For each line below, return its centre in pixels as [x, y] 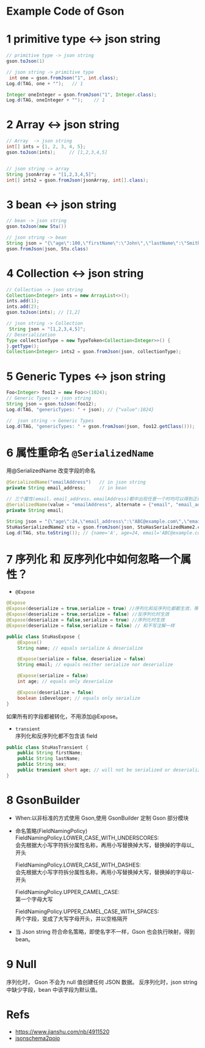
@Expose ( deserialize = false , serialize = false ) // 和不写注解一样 [91, 625]
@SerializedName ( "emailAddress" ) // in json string [76, 482]
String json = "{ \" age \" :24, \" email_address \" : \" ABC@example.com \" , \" [98, 521]
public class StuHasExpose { [43, 636]
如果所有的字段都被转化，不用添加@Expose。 [64, 716]
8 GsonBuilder [43, 800]
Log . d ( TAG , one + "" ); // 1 [45, 84]
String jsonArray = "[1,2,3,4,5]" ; [52, 174]
